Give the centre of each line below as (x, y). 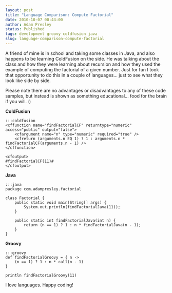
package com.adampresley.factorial (43, 189)
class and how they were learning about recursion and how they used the (83, 64)
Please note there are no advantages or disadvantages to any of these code (85, 90)
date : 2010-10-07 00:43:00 (34, 19)
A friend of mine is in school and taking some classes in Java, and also (80, 53)
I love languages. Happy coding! (39, 285)
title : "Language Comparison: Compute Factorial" (60, 15)
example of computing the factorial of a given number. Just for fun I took (82, 69)
